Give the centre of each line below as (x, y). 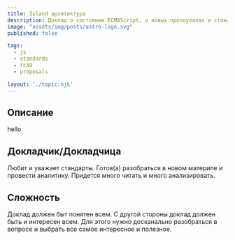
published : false (33, 33)
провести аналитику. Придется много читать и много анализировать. (111, 176)
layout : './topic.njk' (40, 84)
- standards (31, 59)
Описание (30, 112)
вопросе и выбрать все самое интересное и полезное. (90, 229)
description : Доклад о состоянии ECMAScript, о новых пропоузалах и (109, 20)
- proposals (31, 72)
